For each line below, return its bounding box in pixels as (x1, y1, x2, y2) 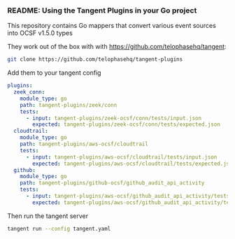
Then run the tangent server (7, 212, 89, 220)
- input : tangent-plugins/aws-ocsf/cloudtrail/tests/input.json (25, 153, 218, 161)
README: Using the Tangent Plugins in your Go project (7, 6, 197, 15)
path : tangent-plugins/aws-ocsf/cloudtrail (20, 140, 149, 148)
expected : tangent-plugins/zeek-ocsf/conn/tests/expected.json (32, 121, 220, 128)
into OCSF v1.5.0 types (7, 29, 73, 37)
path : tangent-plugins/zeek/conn (20, 101, 117, 108)
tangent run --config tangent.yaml (7, 225, 111, 232)
